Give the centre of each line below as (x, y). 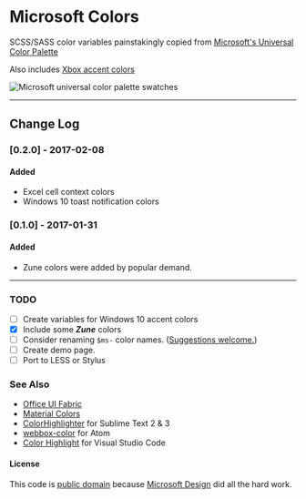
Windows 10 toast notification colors (91, 201)
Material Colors (51, 414)
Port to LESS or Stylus (64, 361)
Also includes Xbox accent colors (72, 69)
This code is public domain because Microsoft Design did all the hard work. (151, 484)
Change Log (45, 124)
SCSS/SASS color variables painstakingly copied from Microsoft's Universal (152, 42)
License (25, 464)
